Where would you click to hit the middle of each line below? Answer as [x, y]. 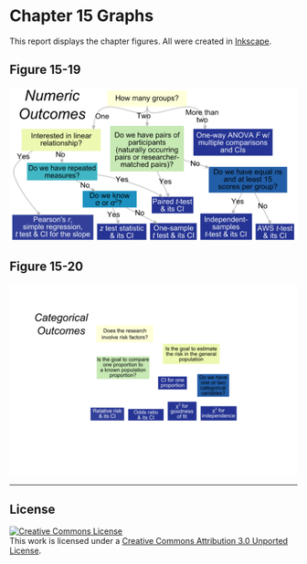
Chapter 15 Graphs [81, 16]
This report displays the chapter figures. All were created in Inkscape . [141, 41]
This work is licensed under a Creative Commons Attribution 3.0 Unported [149, 541]
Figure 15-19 [45, 70]
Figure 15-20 [47, 267]
